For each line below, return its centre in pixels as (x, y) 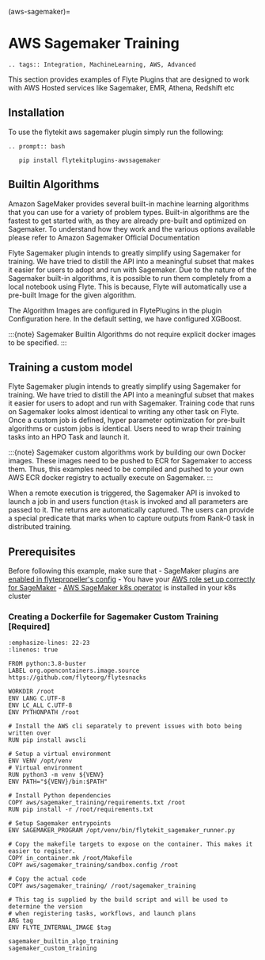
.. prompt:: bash (37, 146)
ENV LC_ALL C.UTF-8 (40, 705)
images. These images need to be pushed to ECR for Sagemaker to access (130, 461)
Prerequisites (42, 552)
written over (30, 733)
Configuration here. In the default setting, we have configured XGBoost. (125, 319)
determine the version (45, 907)
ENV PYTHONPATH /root (44, 712)
